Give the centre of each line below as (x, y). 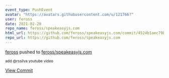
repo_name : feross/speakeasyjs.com (43, 28)
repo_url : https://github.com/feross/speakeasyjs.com (63, 38)
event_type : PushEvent (29, 10)
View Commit (19, 70)
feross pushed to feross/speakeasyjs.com (49, 52)
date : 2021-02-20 (23, 24)
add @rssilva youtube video (29, 61)
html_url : (16, 33)
